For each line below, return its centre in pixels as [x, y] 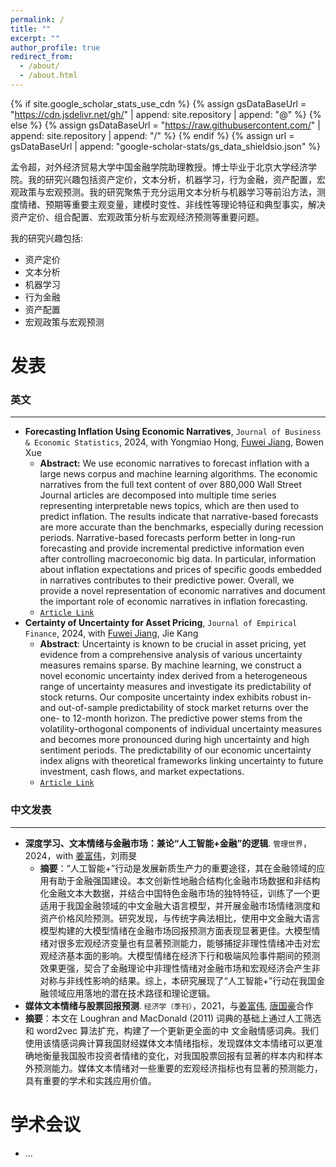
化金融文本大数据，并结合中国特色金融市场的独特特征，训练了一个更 [180, 893]
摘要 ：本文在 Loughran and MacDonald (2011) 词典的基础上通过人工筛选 [173, 1018]
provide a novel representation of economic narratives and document [182, 591]
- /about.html [48, 76]
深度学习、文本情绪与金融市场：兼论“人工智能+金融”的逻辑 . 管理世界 [163, 843]
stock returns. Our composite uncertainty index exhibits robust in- [175, 697]
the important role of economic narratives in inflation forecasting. [173, 602]
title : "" [31, 29]
